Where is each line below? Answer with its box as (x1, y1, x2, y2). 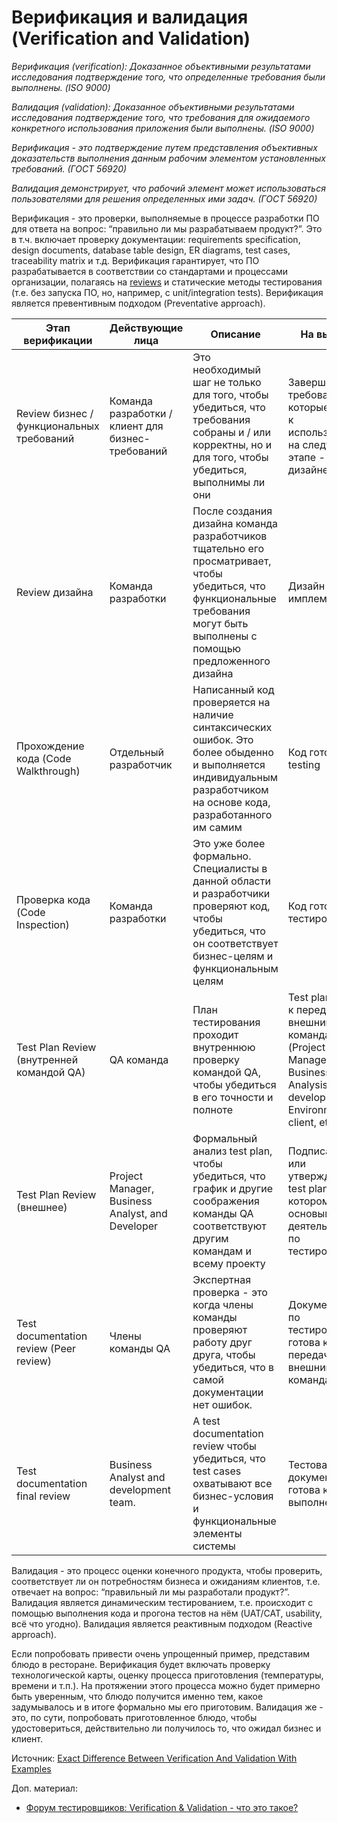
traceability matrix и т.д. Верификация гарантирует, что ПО (11, 254, 260, 266)
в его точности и (192, 1090, 274, 1104)
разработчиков (192, 529, 268, 543)
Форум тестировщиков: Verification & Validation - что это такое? (25, 1801, 299, 1813)
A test (192, 1414, 221, 1428)
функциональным (192, 961, 279, 975)
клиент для (109, 419, 164, 433)
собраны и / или (192, 425, 271, 439)
